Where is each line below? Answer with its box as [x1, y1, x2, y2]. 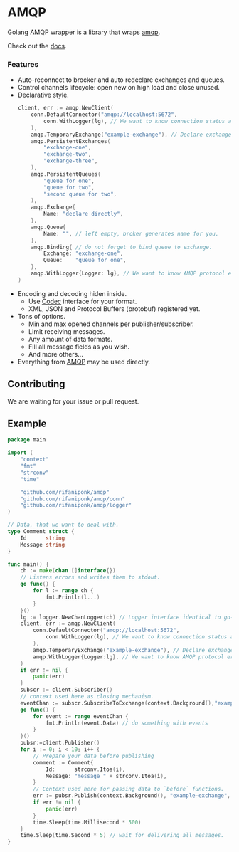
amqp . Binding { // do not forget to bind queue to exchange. [31, 243, 213, 251]
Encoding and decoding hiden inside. [17, 289, 127, 298]
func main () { [7, 560, 50, 568]
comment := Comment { [33, 759, 94, 766]
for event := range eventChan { [33, 712, 129, 720]
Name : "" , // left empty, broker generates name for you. [43, 230, 219, 237]
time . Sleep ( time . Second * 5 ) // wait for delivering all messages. [20, 832, 224, 839]
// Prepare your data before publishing [33, 752, 154, 759]
